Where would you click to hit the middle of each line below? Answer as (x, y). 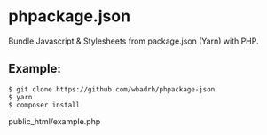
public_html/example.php (55, 121)
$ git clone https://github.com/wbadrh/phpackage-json (112, 89)
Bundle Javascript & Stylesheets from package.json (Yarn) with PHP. (133, 41)
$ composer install (44, 105)
